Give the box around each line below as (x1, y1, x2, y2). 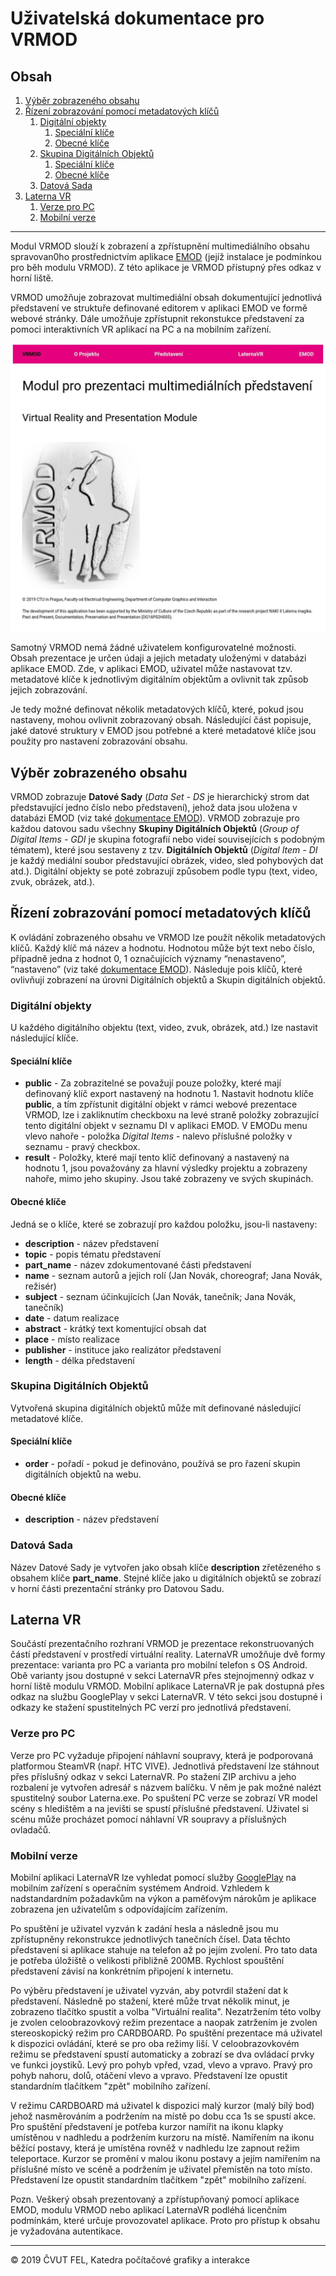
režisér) (24, 1280, 57, 1292)
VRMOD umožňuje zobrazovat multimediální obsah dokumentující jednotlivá (10, 292, 323, 303)
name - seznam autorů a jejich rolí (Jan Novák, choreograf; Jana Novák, (24, 1269, 323, 1281)
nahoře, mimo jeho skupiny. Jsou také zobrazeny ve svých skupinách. (24, 1173, 314, 1185)
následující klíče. (10, 1032, 79, 1044)
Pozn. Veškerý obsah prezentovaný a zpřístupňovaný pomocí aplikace (10, 2193, 300, 2205)
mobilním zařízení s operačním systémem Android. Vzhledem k (10, 1882, 270, 1894)
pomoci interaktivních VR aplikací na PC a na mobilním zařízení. (10, 323, 272, 335)
